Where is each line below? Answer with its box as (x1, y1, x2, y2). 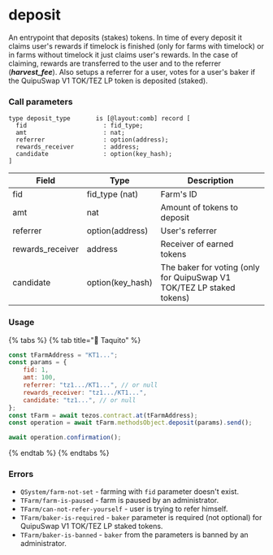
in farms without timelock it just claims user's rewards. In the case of (8, 50, 238, 59)
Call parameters (8, 96, 73, 107)
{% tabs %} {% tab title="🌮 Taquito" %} (8, 335, 141, 345)
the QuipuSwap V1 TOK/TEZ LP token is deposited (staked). (8, 76, 209, 85)
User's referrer (160, 225, 218, 236)
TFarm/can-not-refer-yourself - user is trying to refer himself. (19, 504, 228, 514)
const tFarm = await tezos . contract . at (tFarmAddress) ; (8, 411, 198, 419)
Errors (8, 469, 34, 480)
